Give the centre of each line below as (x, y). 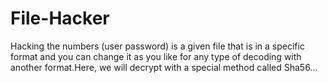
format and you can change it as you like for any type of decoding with (156, 56)
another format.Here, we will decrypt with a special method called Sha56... (164, 67)
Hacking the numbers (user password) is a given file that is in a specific (157, 46)
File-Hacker (60, 18)
